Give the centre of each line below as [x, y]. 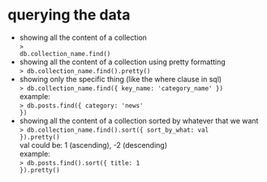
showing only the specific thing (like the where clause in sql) [121, 79]
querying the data [69, 15]
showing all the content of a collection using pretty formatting [123, 62]
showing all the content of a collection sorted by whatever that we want [139, 120]
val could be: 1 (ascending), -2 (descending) [93, 145]
